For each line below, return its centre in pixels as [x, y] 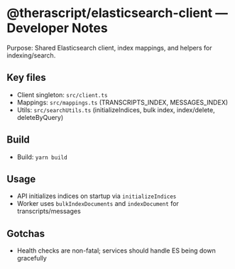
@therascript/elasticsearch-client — [117, 13]
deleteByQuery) [40, 117]
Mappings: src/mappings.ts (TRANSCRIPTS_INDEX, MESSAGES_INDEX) [122, 102]
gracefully [32, 258]
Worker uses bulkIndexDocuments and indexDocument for [98, 204]
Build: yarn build [42, 157]
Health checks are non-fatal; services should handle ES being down [116, 251]
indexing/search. [31, 55]
